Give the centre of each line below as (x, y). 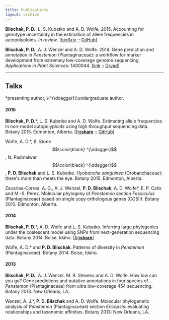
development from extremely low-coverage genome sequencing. (72, 60)
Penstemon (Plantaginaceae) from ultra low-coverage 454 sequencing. (79, 286)
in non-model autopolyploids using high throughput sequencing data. (77, 126)
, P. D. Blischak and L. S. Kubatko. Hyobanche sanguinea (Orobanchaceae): (84, 173)
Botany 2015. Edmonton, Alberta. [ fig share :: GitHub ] (60, 132)
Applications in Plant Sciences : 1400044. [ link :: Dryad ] (62, 66)
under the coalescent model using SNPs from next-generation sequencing (82, 232)
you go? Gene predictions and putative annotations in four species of (77, 281)
